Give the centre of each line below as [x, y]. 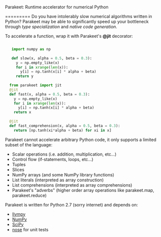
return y [25, 76]
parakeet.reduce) [29, 195]
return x [23, 112]
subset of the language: [29, 144]
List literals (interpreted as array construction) [58, 180]
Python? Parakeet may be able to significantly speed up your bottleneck [77, 22]
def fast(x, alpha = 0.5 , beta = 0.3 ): [50, 94]
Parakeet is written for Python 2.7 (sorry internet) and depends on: [72, 205]
